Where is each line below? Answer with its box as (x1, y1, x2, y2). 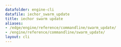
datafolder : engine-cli (5, 7, 55, 12)
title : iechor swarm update (5, 16, 63, 21)
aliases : (5, 21, 23, 26)
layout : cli (5, 35, 30, 40)
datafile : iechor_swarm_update (5, 12, 70, 17)
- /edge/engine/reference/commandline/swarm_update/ (5, 25, 117, 30)
